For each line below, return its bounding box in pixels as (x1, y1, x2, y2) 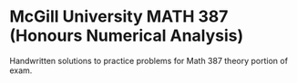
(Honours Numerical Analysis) (9, 25, 244, 46)
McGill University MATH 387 (9, 6, 229, 27)
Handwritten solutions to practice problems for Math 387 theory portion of (9, 55, 289, 66)
